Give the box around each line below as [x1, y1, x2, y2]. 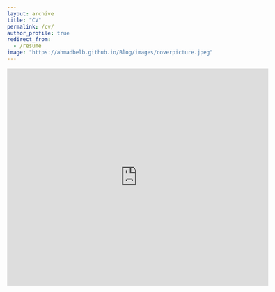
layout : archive [7, 10, 54, 17]
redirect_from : [7, 36, 52, 43]
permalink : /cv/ [7, 23, 54, 30]
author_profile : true [7, 29, 70, 37]
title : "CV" [7, 17, 42, 24]
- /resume [13, 42, 42, 49]
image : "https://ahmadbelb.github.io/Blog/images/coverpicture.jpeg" [7, 49, 213, 56]
